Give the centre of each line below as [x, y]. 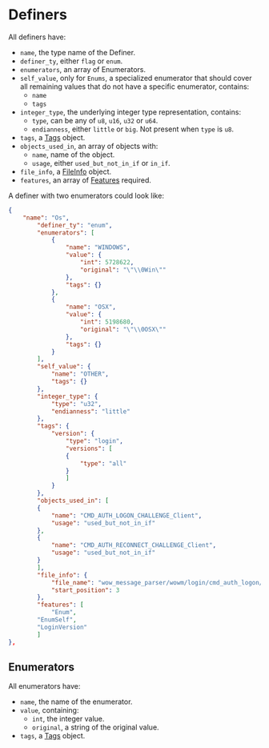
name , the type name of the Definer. [78, 52]
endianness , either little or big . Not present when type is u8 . [133, 129]
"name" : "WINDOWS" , [98, 247]
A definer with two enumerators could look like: [86, 195]
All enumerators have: [44, 686]
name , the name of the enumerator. [76, 702]
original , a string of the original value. [95, 727]
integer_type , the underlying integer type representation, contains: [130, 112]
